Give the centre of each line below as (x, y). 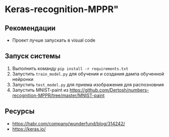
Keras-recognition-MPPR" (62, 9)
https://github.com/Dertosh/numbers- (109, 90)
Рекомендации (30, 28)
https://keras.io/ (29, 129)
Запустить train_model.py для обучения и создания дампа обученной (88, 74)
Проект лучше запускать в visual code (54, 40)
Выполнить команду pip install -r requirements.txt (70, 68)
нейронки (23, 79)
